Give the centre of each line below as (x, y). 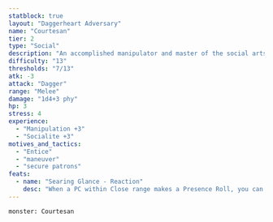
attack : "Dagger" (38, 83)
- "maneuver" (38, 159)
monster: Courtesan (41, 211)
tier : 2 (22, 38)
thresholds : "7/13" (41, 69)
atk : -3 (22, 76)
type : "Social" (34, 46)
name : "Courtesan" (39, 31)
